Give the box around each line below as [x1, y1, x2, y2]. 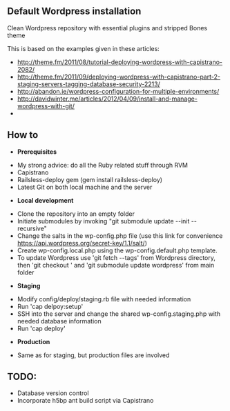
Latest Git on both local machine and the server [17, 183, 153, 191]
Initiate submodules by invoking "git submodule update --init [17, 217, 190, 225]
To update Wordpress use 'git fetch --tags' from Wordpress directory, [17, 253, 215, 261]
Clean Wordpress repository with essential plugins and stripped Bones [7, 23, 208, 32]
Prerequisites [17, 148, 57, 156]
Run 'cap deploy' [17, 324, 66, 332]
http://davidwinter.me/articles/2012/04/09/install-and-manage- [17, 94, 198, 103]
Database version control [17, 389, 89, 397]
